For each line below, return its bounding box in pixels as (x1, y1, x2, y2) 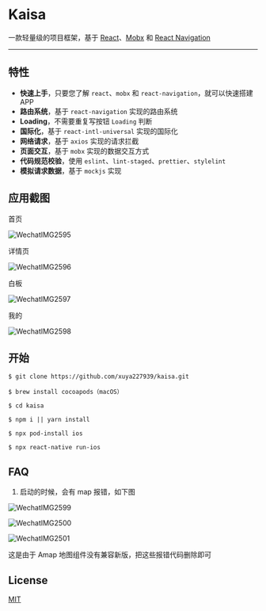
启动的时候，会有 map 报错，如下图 (19, 487, 136, 497)
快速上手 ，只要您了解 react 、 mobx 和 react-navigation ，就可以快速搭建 (19, 88, 253, 97)
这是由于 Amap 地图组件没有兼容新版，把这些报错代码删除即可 (8, 550, 212, 559)
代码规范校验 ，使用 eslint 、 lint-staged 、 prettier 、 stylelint (19, 156, 226, 166)
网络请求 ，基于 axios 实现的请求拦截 (19, 136, 139, 146)
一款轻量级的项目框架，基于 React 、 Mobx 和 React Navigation (8, 32, 211, 42)
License (8, 573, 48, 587)
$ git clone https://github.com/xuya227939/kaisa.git (8, 372, 190, 381)
